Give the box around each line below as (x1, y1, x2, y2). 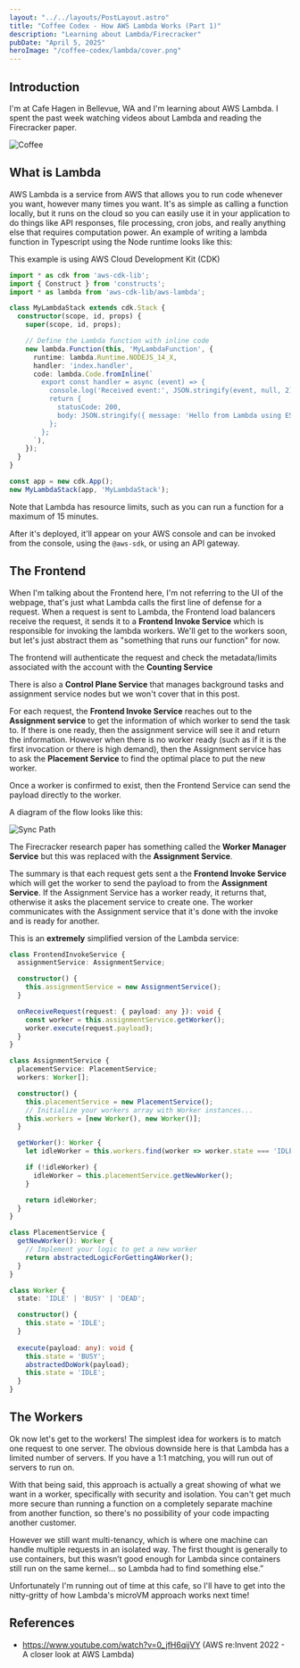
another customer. (9, 1517, 78, 1528)
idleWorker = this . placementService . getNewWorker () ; (32, 1171, 234, 1180)
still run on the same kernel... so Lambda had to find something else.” (9, 1563, 264, 1573)
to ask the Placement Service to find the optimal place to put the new (9, 753, 266, 763)
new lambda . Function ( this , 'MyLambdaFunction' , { (25, 345, 214, 354)
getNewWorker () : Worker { (17, 1237, 114, 1246)
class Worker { (9, 1286, 66, 1295)
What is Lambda (9, 165, 102, 180)
